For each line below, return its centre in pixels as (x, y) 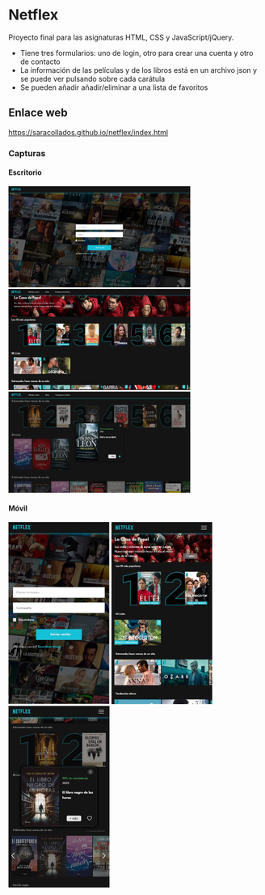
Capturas (27, 153)
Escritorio (25, 172)
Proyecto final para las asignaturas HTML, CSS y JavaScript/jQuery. (121, 37)
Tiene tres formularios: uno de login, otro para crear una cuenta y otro (137, 53)
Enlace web (38, 113)
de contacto (40, 62)
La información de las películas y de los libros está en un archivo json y (138, 70)
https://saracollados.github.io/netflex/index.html (88, 132)
